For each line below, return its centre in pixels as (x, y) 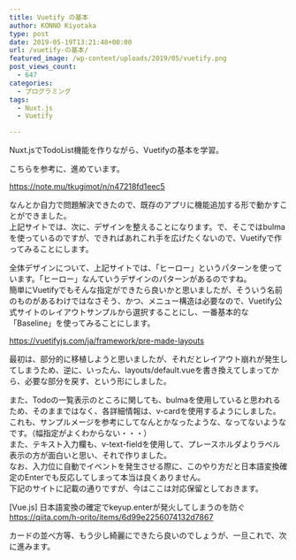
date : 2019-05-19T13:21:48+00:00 (71, 42)
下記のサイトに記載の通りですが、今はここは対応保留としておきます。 (136, 488)
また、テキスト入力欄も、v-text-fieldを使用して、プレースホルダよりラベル (145, 444)
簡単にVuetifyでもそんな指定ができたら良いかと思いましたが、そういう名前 (146, 290)
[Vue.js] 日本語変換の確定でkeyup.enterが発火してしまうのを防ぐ (127, 507)
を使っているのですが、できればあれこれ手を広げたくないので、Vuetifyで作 (146, 238)
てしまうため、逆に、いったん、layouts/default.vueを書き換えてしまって (140, 370)
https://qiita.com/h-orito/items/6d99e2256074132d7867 (111, 518)
